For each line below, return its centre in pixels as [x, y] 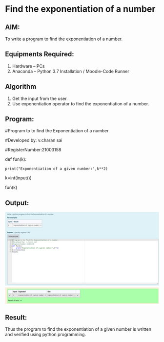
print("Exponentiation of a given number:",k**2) [57, 169]
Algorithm [21, 87]
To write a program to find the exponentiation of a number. [64, 39]
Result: [16, 317]
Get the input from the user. [40, 98]
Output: [17, 203]
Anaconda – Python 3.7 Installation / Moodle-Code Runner [71, 71]
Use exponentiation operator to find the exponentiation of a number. [81, 103]
